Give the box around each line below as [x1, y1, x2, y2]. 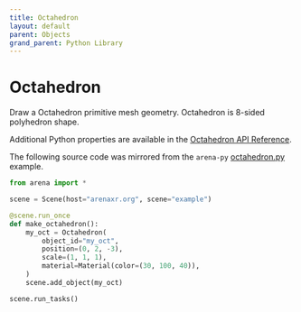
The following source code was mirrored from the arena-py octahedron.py [9, 151, 286, 162]
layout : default [9, 22, 71, 31]
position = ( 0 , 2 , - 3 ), [42, 244, 124, 253]
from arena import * [9, 179, 88, 188]
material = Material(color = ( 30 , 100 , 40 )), [42, 262, 201, 271]
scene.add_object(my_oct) [25, 278, 124, 287]
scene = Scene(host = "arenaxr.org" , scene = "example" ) [9, 195, 212, 204]
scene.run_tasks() [9, 294, 79, 303]
